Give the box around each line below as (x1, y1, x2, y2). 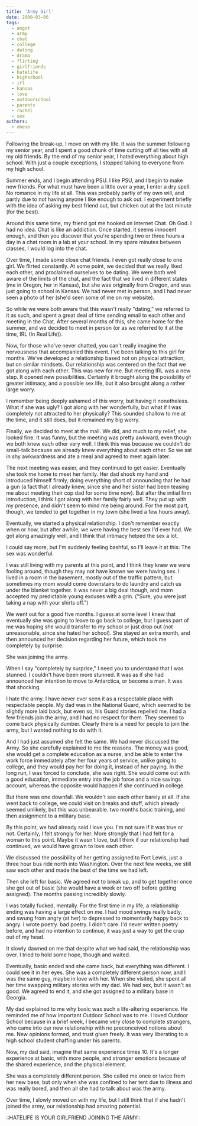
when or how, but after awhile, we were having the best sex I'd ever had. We (6, 526, 192, 533)
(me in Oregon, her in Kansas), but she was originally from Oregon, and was (6, 281, 191, 288)
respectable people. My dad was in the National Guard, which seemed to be (6, 702, 191, 708)
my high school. (6, 166, 46, 172)
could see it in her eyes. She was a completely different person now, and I (6, 969, 186, 976)
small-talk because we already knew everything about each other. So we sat (6, 447, 192, 453)
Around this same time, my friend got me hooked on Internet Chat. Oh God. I (6, 220, 192, 226)
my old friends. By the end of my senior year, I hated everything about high (6, 153, 189, 160)
